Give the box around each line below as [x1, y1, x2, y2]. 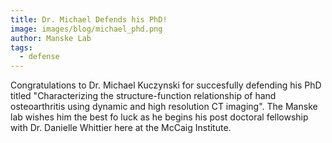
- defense [19, 52, 60, 62]
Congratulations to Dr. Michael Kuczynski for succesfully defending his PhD [10, 79, 322, 91]
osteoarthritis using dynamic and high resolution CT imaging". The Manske [10, 101, 318, 113]
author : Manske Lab [10, 33, 92, 43]
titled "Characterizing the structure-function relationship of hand [10, 90, 277, 102]
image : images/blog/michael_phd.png [10, 24, 163, 34]
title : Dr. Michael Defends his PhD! [10, 14, 168, 25]
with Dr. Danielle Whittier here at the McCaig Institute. [10, 122, 232, 134]
